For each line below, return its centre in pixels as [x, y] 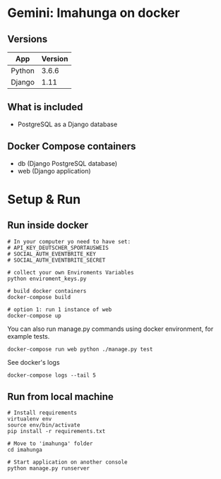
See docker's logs [34, 362]
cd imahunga [25, 450]
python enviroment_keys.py [47, 279]
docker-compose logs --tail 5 [52, 375]
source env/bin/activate [44, 425]
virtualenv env [30, 419]
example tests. [29, 336]
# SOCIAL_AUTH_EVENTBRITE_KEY [52, 254]
